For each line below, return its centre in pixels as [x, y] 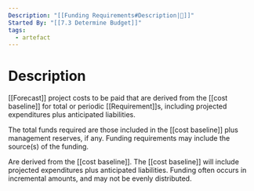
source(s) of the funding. [48, 147]
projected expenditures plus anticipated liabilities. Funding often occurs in [127, 171]
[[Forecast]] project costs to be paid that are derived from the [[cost [118, 98]
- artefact [33, 37]
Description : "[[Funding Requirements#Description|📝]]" [101, 15]
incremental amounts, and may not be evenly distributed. [100, 178]
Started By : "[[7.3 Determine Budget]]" [75, 23]
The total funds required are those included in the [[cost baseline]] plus [123, 130]
